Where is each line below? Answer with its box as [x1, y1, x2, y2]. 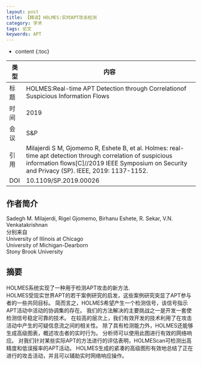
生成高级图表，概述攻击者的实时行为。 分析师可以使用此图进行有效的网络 [6, 329, 187, 337]
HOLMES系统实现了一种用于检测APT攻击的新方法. [6, 284, 130, 291]
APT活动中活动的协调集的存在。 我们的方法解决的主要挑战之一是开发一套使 [6, 306, 192, 314]
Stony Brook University [6, 248, 63, 255]
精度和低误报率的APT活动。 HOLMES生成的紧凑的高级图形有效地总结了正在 [6, 344, 194, 352]
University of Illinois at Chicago [6, 235, 84, 242]
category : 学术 [6, 20, 43, 26]
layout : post [6, 8, 39, 15]
